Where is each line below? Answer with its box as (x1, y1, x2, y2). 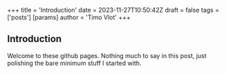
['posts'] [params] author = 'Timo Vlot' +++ (7, 13, 131, 21)
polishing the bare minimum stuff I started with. (7, 59, 142, 67)
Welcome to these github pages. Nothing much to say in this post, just (7, 51, 207, 59)
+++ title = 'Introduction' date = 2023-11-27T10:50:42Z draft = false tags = (7, 6, 220, 14)
